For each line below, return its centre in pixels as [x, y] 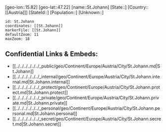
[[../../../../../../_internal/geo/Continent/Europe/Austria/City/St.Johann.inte [86, 76]
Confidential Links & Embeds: [52, 54]
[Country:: [138, 7]
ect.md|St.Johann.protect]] [40, 92]
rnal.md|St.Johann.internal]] [41, 82]
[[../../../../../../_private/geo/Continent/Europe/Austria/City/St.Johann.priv [86, 98]
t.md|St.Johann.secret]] [37, 124]
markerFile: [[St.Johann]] [33, 30]
